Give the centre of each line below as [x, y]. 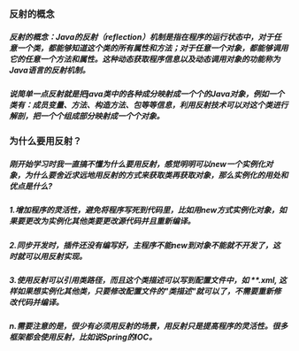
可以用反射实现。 [55, 256]
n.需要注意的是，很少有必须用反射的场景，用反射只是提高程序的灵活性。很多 [149, 326]
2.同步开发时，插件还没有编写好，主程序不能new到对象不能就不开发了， [141, 245]
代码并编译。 [40, 301]
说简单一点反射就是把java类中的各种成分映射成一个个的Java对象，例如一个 [147, 94]
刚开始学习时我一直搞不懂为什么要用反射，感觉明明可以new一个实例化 [137, 164]
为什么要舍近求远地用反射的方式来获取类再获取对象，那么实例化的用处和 [156, 175]
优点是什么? [31, 186]
